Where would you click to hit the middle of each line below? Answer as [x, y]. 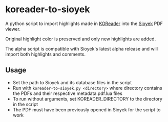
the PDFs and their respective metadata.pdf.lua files [68, 93]
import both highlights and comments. [46, 54]
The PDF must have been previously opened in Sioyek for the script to [87, 109]
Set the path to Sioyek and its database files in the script [72, 82]
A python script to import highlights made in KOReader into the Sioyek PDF [84, 23]
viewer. [13, 29]
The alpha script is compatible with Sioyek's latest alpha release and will [81, 48]
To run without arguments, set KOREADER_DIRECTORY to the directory [88, 99]
